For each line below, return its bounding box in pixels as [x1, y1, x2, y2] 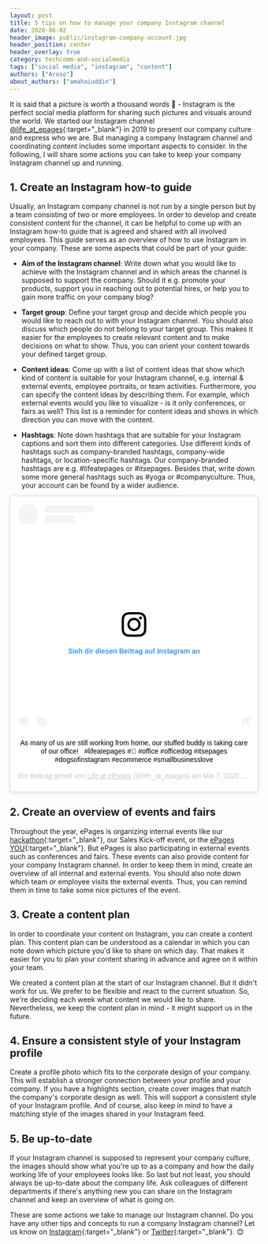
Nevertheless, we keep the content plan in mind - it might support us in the [9, 1003, 253, 1012]
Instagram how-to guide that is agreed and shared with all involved [9, 226, 227, 237]
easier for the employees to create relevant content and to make [20, 333, 230, 342]
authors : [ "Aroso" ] [9, 70, 74, 78]
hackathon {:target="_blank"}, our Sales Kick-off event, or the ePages [9, 835, 235, 844]
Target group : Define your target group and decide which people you [20, 308, 248, 317]
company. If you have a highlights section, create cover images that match [9, 1084, 251, 1093]
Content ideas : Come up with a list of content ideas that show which [20, 364, 244, 375]
